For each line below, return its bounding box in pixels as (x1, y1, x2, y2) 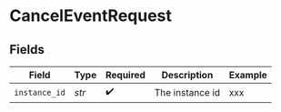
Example (228, 69, 268, 81)
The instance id (154, 86, 221, 98)
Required (105, 69, 146, 81)
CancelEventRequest (9, 5, 173, 26)
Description (161, 69, 214, 81)
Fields (9, 42, 45, 57)
